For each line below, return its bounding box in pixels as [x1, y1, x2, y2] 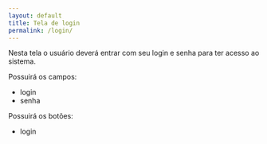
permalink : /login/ [8, 26, 73, 34]
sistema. [8, 56, 36, 66]
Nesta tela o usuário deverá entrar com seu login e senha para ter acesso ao [8, 49, 260, 58]
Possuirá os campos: [8, 72, 77, 82]
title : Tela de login [8, 19, 80, 27]
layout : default [8, 11, 62, 20]
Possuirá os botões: [8, 111, 73, 121]
